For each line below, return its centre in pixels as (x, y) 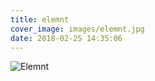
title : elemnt (40, 19)
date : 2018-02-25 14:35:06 (66, 38)
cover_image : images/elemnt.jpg (77, 29)
